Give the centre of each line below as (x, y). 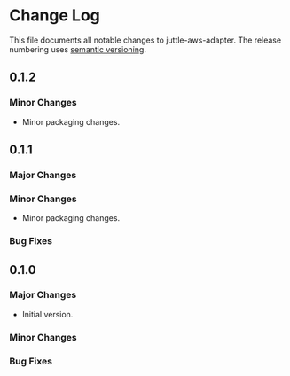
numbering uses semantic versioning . (78, 49)
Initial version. (47, 314)
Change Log (55, 16)
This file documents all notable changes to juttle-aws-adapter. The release (145, 40)
